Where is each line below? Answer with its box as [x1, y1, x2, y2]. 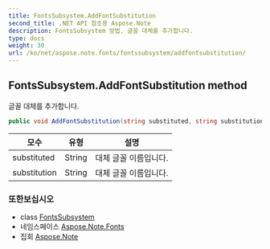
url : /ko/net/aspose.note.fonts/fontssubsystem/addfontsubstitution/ [8, 49, 247, 57]
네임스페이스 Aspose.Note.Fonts [19, 222, 125, 231]
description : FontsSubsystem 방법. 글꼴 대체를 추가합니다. [8, 27, 194, 35]
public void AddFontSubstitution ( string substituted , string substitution [8, 117, 264, 125]
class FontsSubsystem [19, 212, 95, 222]
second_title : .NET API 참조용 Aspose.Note [8, 19, 151, 27]
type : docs [8, 34, 45, 43]
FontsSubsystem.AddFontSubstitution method [8, 79, 247, 92]
